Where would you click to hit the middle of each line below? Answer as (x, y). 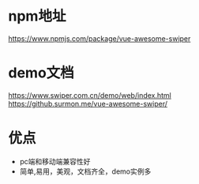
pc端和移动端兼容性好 (55, 161)
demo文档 (41, 73)
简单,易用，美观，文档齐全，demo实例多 (85, 171)
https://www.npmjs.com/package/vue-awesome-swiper (99, 38)
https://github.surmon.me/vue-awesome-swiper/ (88, 103)
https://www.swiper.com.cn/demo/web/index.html (90, 95)
